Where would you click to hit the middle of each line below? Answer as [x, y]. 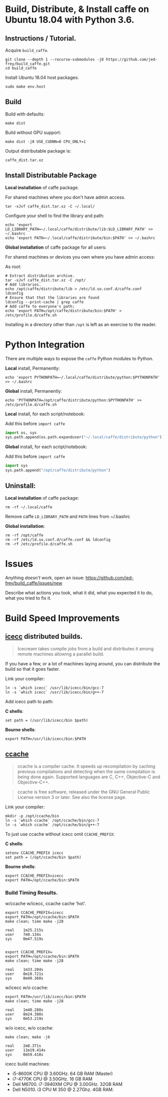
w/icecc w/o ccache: [27, 987]
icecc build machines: [28, 1063]
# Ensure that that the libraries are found [52, 298]
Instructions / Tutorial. [41, 38]
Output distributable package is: [38, 151]
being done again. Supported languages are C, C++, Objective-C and [89, 777]
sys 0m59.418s [24, 1054]
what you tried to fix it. [28, 598]
